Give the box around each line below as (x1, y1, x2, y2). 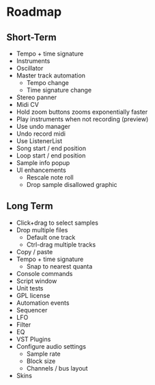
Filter (16, 320, 31, 329)
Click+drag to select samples (16, 219, 98, 227)
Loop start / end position (16, 151, 86, 160)
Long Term (6, 200, 53, 212)
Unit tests (16, 284, 44, 292)
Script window (16, 277, 57, 285)
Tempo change (26, 79, 70, 86)
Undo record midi (16, 129, 66, 138)
